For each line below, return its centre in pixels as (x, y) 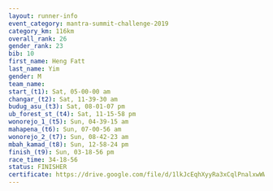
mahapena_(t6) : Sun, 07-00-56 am (65, 129)
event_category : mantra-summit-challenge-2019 (89, 24)
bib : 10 (22, 54)
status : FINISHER (38, 167)
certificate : (30, 175)
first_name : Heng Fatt (47, 62)
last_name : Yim (34, 69)
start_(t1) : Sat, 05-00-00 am (60, 91)
